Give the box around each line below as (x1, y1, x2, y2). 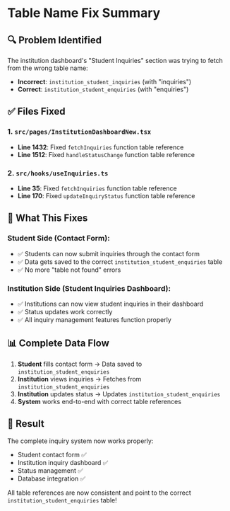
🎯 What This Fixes (7, 212, 88, 224)
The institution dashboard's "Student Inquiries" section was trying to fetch (7, 57, 224, 64)
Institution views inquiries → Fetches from (17, 374, 142, 383)
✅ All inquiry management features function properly (17, 315, 171, 323)
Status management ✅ (17, 466, 83, 475)
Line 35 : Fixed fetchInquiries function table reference (17, 184, 178, 193)
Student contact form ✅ (17, 450, 87, 459)
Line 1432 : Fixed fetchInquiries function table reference (17, 143, 184, 151)
